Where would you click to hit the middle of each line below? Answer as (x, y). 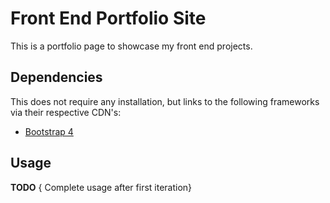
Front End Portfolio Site (108, 18)
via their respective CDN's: (66, 112)
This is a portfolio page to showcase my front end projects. (131, 46)
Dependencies (56, 77)
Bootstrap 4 (49, 131)
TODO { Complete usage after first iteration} (101, 187)
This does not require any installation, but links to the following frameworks (165, 101)
